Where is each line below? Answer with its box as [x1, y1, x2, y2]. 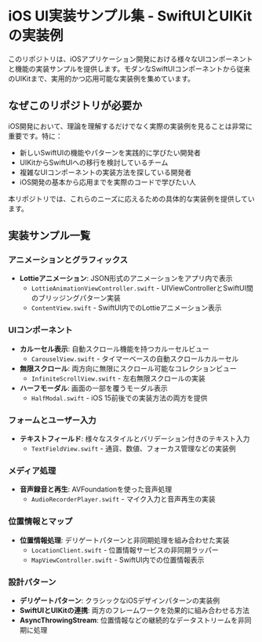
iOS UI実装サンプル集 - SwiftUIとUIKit [8, 7, 253, 25]
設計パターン [8, 576, 56, 587]
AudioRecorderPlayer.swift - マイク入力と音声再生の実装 [31, 494, 216, 504]
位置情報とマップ [8, 516, 73, 527]
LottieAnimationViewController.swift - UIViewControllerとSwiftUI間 [31, 283, 253, 293]
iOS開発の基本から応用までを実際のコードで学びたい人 [19, 177, 196, 187]
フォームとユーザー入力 [8, 414, 96, 425]
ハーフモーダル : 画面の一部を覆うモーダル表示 [19, 383, 168, 392]
